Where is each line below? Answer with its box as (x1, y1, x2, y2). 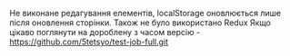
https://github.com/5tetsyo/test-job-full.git (9, 36, 169, 47)
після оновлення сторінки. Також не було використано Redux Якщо (9, 17, 271, 28)
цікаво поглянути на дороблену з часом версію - (9, 27, 201, 37)
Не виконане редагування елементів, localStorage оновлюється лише (9, 8, 282, 18)
